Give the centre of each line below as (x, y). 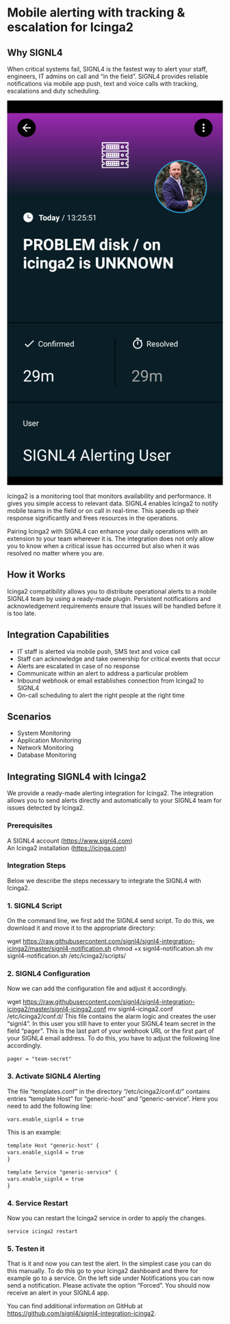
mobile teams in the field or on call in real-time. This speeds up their (103, 511)
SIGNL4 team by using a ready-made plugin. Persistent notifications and (109, 598)
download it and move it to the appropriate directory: (81, 928)
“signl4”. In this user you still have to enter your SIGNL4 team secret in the (112, 1024)
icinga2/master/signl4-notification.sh (59, 948)
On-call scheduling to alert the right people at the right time (101, 695)
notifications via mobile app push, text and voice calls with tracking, (103, 83)
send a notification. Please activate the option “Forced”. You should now (109, 1286)
